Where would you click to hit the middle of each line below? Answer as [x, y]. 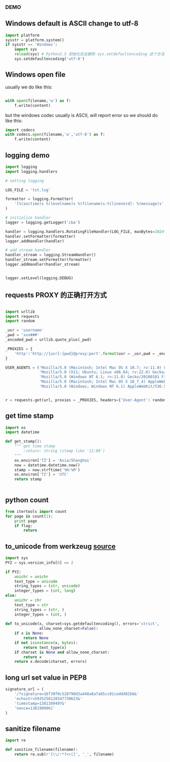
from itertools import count [36, 511]
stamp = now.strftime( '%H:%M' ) [47, 470]
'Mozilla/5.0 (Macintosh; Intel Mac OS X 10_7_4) [92, 382]
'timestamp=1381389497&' [40, 703]
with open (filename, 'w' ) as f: [38, 101]
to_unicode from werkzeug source [60, 546]
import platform [22, 35]
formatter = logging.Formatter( [39, 199]
